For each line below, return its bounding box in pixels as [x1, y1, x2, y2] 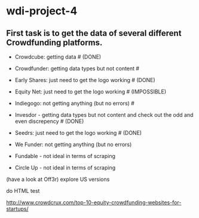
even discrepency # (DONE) [14, 118, 84, 125]
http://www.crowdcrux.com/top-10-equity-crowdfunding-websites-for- [6, 199, 182, 206]
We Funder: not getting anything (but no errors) [14, 141, 132, 148]
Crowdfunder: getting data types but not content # [14, 65, 139, 72]
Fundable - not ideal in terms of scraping [14, 153, 115, 159]
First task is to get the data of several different [6, 28, 182, 38]
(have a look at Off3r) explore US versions [6, 175, 110, 183]
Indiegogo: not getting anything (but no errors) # [14, 100, 134, 107]
